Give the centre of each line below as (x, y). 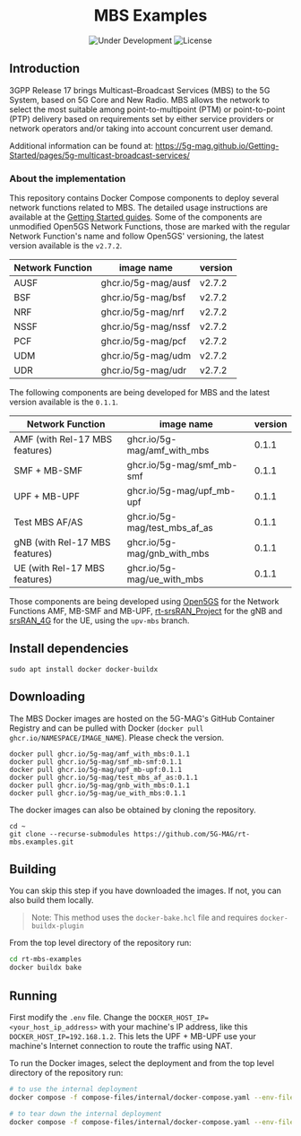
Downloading (47, 697)
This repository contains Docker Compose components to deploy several (144, 198)
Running (34, 996)
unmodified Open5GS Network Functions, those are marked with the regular (150, 227)
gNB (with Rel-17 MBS (62, 542)
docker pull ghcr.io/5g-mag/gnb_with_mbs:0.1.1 (100, 785)
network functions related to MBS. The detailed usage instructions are (139, 208)
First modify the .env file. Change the (78, 1018)
